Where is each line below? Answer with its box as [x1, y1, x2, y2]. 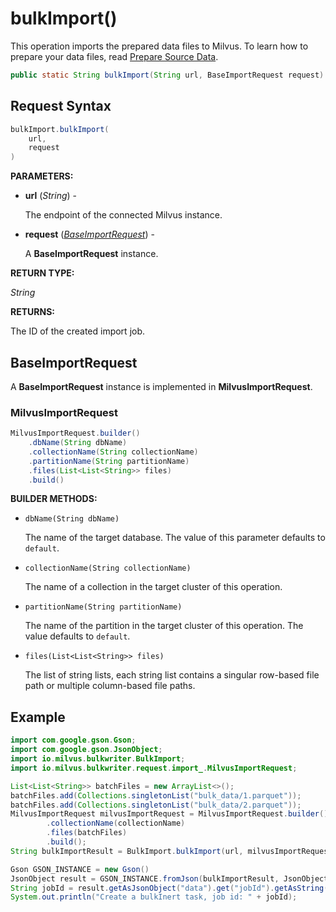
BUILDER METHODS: [10, 493, 98, 505]
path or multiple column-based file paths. [24, 680, 196, 692]
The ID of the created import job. [10, 325, 146, 337]
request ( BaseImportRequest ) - [24, 228, 155, 241]
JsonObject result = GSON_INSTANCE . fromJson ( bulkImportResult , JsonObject [10, 873, 329, 884]
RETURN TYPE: [10, 267, 75, 279]
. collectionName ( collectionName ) [46, 818, 186, 829]
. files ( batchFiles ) [46, 828, 128, 838]
